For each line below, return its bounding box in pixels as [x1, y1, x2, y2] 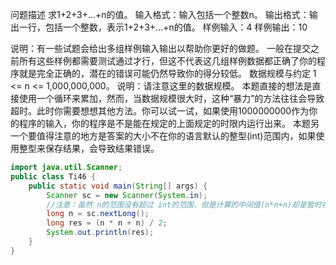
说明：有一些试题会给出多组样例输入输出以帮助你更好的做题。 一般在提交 [10, 43, 311, 54]
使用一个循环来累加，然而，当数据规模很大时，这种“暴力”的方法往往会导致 [18, 93, 325, 104]
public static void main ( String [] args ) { [28, 181, 208, 191]
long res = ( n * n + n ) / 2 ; [46, 218, 168, 228]
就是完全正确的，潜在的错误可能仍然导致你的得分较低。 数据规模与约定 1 [18, 68, 317, 79]
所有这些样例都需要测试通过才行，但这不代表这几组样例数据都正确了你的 [18, 55, 317, 67]
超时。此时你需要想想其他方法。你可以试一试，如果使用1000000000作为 [10, 105, 310, 117]
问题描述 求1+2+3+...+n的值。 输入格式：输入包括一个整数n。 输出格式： [10, 9, 310, 20]
